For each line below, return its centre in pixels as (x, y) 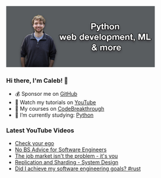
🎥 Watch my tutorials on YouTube (55, 102)
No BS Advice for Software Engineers (61, 150)
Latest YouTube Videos (40, 130)
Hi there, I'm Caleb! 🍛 (37, 80)
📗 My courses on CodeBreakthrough (59, 108)
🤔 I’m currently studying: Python (54, 115)
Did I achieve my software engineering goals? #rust (78, 168)
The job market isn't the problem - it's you (66, 156)
